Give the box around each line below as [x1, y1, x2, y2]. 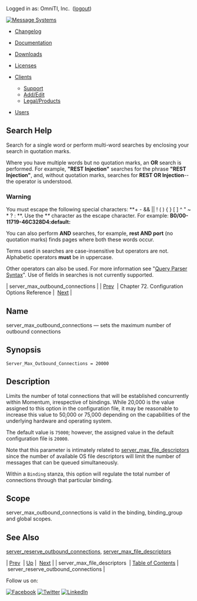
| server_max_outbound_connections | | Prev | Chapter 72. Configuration [6, 283, 183, 290]
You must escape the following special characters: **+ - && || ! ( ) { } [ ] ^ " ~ [6, 206, 191, 213]
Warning [6, 192, 31, 201]
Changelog [14, 28, 42, 35]
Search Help [6, 126, 52, 136]
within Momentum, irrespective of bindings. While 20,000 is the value [6, 399, 175, 406]
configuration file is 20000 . [6, 435, 69, 442]
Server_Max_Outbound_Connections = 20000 [6, 360, 109, 367]
